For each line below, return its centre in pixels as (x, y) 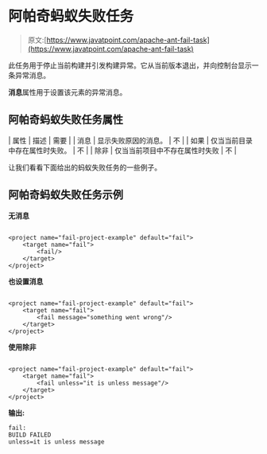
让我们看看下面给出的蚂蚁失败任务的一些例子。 (85, 167)
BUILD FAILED (30, 435)
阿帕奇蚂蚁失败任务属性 (66, 120)
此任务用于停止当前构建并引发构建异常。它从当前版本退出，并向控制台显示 (130, 65)
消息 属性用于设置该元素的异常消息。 (68, 92)
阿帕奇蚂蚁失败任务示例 (66, 195)
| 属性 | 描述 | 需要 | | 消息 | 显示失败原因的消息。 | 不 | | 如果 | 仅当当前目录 (130, 140)
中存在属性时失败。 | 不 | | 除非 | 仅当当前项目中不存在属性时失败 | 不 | (122, 150)
